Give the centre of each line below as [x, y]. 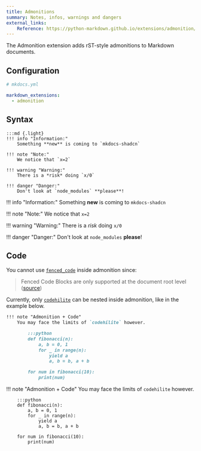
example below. [25, 306]
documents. [21, 52]
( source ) [31, 288]
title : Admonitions [31, 12]
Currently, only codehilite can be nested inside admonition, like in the [93, 299]
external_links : [26, 23]
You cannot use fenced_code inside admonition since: [71, 270]
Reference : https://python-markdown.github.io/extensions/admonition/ [107, 28]
